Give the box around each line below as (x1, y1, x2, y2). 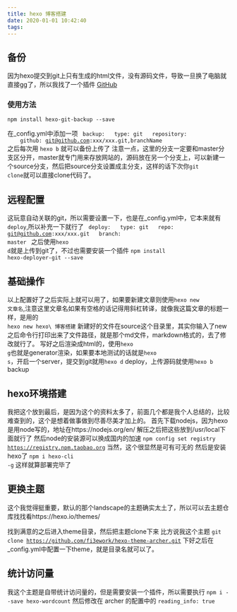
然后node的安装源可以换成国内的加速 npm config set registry (33, 434, 216, 442)
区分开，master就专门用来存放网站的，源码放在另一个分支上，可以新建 (13, 153, 219, 162)
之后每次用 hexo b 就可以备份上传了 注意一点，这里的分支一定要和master (7, 144, 219, 153)
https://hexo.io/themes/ (31, 512, 101, 520)
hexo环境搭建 (7, 387, 67, 399)
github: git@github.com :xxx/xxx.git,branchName (20, 137, 162, 145)
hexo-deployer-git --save (7, 254, 83, 261)
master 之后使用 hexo (7, 237, 69, 246)
